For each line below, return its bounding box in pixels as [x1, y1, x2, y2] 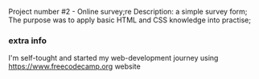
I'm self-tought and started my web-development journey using [8, 53, 219, 63]
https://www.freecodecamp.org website [8, 61, 141, 71]
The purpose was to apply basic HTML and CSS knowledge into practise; [8, 15, 252, 25]
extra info [8, 35, 47, 46]
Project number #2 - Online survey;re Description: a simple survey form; [8, 7, 248, 16]
